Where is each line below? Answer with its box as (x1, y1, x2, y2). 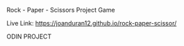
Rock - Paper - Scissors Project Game (6, 6, 115, 14)
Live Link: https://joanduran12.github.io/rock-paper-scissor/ (6, 19, 177, 27)
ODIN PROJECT (6, 32, 52, 41)
